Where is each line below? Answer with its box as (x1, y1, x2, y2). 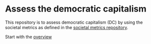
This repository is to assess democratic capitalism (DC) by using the (5, 19, 143, 25)
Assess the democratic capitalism (5, 3, 147, 15)
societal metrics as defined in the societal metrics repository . (5, 24, 128, 30)
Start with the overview (5, 34, 52, 40)
